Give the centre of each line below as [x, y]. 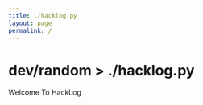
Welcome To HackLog [45, 92]
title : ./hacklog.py [43, 16]
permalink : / [30, 30]
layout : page [30, 23]
